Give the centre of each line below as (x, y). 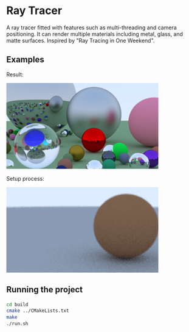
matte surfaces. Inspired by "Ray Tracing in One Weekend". (81, 40)
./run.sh (17, 324)
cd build (17, 305)
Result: (15, 74)
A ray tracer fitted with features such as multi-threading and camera (92, 27)
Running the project (45, 290)
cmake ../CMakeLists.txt (38, 311)
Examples (25, 60)
